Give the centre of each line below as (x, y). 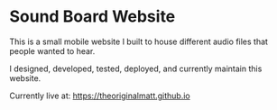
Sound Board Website (92, 17)
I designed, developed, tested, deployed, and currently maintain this (136, 69)
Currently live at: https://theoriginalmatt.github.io (100, 96)
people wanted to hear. (52, 50)
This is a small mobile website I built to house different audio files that (139, 41)
